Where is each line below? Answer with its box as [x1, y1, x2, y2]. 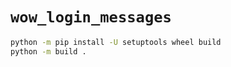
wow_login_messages [10, 8, 172, 27]
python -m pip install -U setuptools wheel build [10, 37, 222, 47]
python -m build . [10, 46, 87, 57]
